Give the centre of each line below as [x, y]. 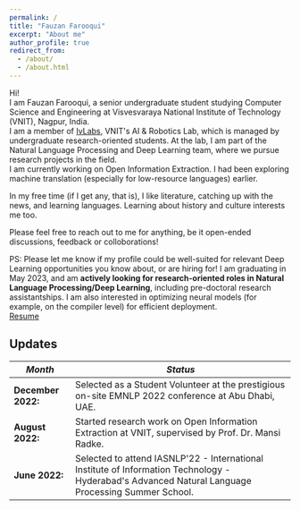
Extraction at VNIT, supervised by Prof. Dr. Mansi [178, 432]
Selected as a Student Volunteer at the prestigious [180, 384]
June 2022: [39, 475]
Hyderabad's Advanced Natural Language [163, 480]
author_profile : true [50, 42]
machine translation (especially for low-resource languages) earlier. [134, 178]
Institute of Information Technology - [153, 469]
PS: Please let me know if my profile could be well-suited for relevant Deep [147, 259]
